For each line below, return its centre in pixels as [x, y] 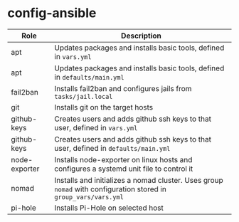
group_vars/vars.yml [89, 197]
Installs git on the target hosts [104, 107]
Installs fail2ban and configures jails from [123, 88]
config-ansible [52, 13]
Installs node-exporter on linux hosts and [123, 159]
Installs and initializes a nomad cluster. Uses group [139, 180]
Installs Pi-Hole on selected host [109, 208]
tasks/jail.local [84, 96]
